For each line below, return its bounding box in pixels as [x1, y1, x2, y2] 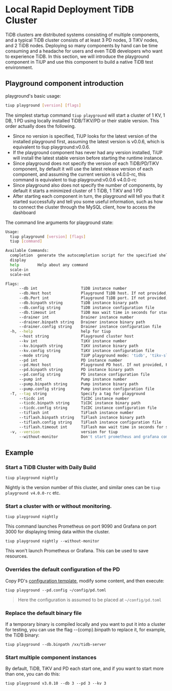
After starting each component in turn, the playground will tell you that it [12, 193, 165, 199]
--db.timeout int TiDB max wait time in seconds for [18, 310, 157, 315]
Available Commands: [5, 248, 50, 253]
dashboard [12, 209, 36, 215]
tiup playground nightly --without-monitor [5, 538, 100, 544]
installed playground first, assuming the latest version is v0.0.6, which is [12, 138, 165, 144]
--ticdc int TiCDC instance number [18, 396, 130, 401]
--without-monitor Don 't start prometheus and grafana [18, 434, 159, 439]
